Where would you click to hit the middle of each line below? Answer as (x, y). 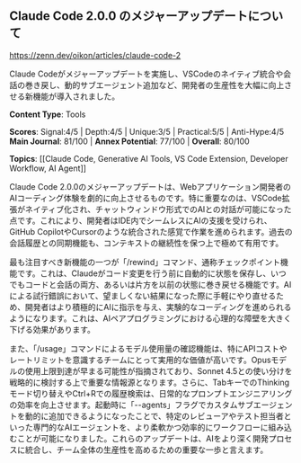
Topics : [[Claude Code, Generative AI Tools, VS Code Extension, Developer (149, 158)
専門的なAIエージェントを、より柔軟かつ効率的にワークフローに (150, 427)
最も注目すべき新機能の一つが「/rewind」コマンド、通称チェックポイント (145, 262)
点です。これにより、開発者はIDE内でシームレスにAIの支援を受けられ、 (141, 220)
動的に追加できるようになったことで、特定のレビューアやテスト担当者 (155, 415)
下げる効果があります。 (53, 329)
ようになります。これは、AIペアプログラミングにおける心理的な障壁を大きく (150, 318)
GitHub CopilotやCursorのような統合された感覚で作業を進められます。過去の (151, 231)
